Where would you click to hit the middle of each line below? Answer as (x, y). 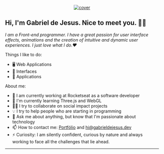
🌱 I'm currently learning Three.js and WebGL (57, 101)
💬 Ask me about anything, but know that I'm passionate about (74, 116)
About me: (15, 86)
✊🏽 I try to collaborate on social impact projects (60, 106)
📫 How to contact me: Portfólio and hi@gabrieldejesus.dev (72, 127)
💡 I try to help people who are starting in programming (67, 111)
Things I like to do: (24, 54)
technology (23, 122)
